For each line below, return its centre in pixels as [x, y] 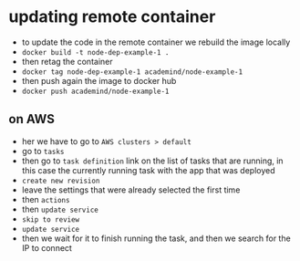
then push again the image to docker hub [99, 80]
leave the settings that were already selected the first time [131, 190]
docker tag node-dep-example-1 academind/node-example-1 [132, 72]
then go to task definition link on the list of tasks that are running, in [152, 161]
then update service [60, 209]
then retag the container [67, 61]
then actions [46, 199]
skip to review [51, 219]
